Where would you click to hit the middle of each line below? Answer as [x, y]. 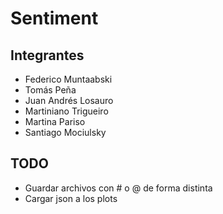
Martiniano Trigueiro [66, 111]
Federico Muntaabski [68, 79]
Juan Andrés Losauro [69, 100]
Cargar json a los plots [71, 198]
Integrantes [47, 55]
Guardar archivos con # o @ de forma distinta [118, 188]
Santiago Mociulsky [65, 132]
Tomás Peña [50, 90]
